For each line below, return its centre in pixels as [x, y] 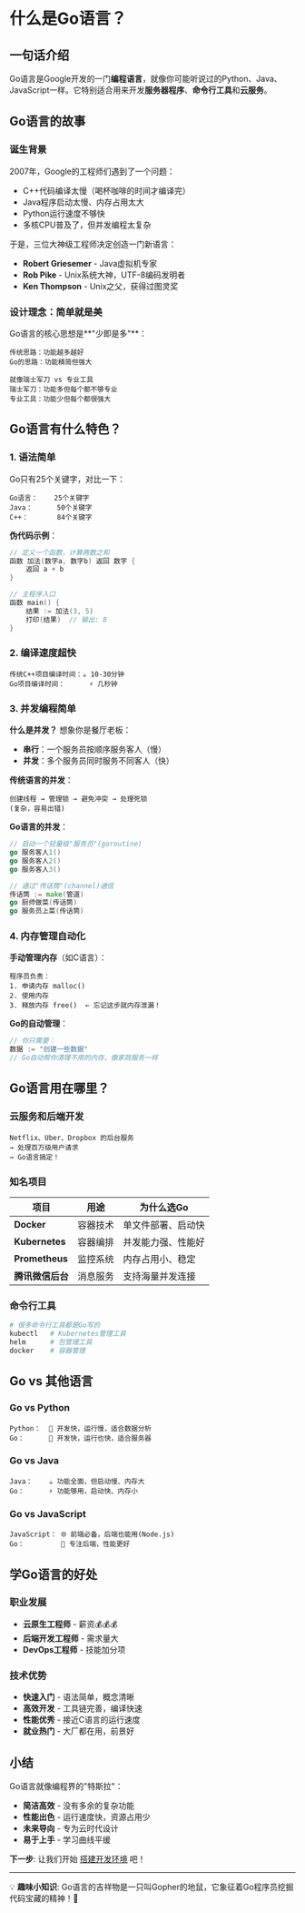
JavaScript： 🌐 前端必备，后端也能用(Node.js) [92, 1534]
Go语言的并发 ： [39, 827]
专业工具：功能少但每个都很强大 [60, 399]
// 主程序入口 [33, 594]
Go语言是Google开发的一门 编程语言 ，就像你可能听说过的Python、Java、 [146, 79]
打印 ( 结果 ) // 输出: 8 [66, 620]
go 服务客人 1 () [35, 853]
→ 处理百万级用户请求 [44, 1148]
